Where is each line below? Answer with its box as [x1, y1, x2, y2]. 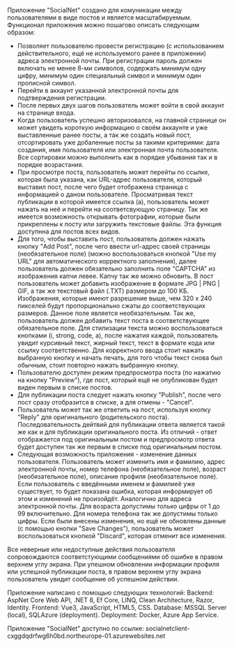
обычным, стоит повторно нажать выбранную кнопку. [17, 361, 180, 369]
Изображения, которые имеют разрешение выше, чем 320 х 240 [17, 294, 212, 303]
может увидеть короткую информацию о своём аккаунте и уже [17, 124, 208, 131]
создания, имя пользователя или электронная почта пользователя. [17, 146, 219, 154]
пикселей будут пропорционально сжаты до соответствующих [17, 302, 205, 310]
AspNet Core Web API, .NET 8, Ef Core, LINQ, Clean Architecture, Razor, [7, 596, 214, 604]
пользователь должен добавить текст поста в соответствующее [17, 317, 210, 324]
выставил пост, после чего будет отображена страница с [17, 183, 189, 191]
